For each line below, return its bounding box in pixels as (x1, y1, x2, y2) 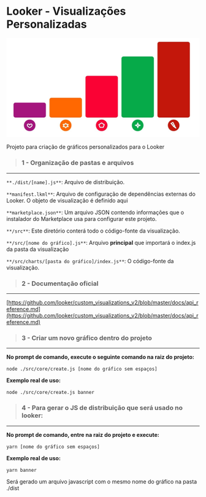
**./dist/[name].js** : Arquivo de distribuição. (6, 178, 125, 185)
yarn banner (6, 467, 37, 473)
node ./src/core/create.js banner (6, 390, 95, 396)
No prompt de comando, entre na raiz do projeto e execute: (6, 431, 159, 438)
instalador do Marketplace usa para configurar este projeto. (6, 215, 157, 222)
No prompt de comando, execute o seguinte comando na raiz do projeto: (6, 353, 194, 361)
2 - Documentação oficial (21, 279, 99, 288)
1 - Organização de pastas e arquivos (21, 158, 134, 167)
